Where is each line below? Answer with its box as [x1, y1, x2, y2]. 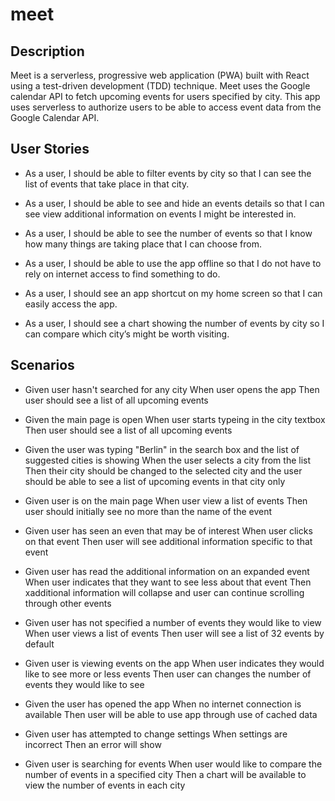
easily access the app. [24, 298, 118, 310]
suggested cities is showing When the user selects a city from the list [24, 454, 312, 466]
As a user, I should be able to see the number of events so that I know [24, 227, 313, 239]
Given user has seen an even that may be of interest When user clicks [24, 524, 313, 537]
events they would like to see [24, 678, 145, 690]
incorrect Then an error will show [24, 738, 162, 750]
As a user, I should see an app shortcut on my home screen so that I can [24, 287, 323, 299]
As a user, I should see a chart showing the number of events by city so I [24, 317, 325, 329]
